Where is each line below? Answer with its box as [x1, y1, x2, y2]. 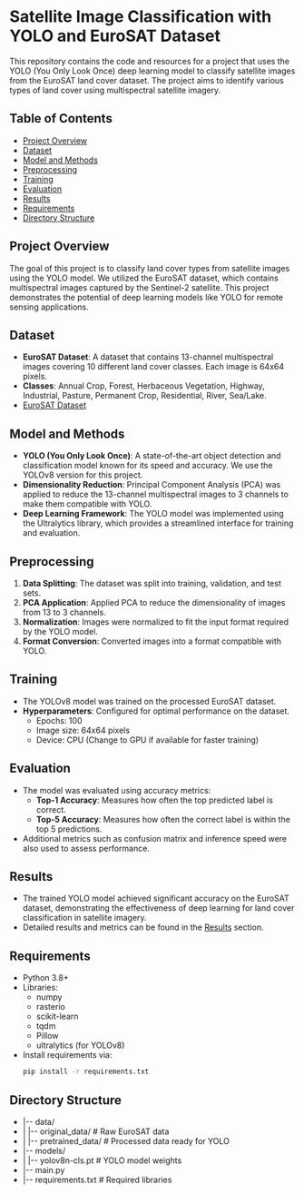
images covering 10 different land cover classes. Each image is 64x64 [22, 361, 285, 372]
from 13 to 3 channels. [22, 607, 106, 617]
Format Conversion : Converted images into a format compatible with [22, 636, 282, 646]
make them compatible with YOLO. [22, 498, 152, 509]
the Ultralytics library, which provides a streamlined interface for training [22, 518, 294, 528]
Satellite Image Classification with [9, 6, 272, 27]
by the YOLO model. [22, 627, 98, 636]
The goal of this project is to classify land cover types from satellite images [9, 262, 290, 273]
